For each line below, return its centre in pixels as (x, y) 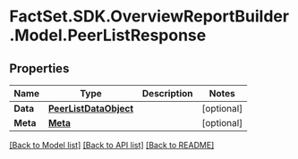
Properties (39, 68)
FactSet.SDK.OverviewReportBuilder (149, 17)
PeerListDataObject (91, 109)
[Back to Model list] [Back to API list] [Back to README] (112, 145)
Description (167, 93)
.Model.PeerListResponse (108, 35)
